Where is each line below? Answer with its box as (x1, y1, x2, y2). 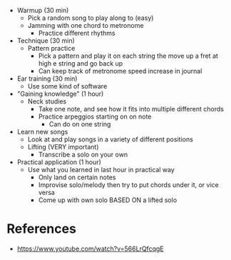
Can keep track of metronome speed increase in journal (38, 67, 202, 75)
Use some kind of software (27, 82, 108, 90)
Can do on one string (48, 120, 111, 128)
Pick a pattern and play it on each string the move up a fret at (38, 51, 219, 60)
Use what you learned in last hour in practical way (27, 166, 175, 174)
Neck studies (27, 97, 67, 106)
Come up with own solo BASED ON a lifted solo (38, 196, 178, 204)
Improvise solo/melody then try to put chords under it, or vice (38, 181, 219, 189)
